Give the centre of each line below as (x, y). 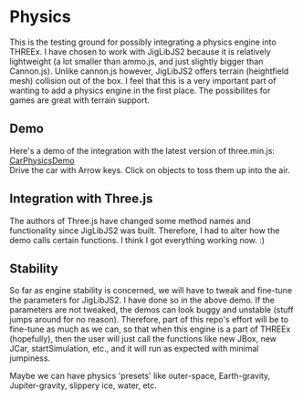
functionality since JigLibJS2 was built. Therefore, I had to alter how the (145, 231)
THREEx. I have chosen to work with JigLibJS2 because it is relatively (140, 51)
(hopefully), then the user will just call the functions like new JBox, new (143, 339)
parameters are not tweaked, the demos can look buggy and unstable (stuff (151, 310)
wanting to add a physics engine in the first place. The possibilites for (140, 90)
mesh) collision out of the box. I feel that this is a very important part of (143, 80)
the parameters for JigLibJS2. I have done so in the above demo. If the (142, 300)
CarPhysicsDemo (42, 160)
